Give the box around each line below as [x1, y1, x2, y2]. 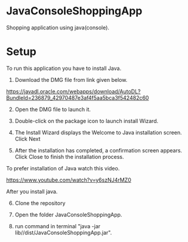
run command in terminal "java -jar [14, 222, 101, 229]
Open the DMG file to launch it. [14, 106, 91, 113]
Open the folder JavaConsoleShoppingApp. [14, 211, 122, 218]
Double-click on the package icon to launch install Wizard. [14, 117, 159, 124]
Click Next [14, 135, 41, 142]
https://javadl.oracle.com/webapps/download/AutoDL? [6, 88, 141, 95]
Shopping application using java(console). [6, 24, 109, 31]
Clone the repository [14, 199, 66, 207]
